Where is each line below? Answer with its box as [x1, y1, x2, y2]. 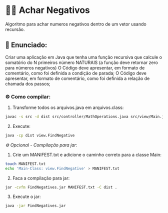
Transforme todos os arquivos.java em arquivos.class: [12, 104, 124, 110]
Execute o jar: [12, 193, 41, 199]
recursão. [5, 26, 25, 32]
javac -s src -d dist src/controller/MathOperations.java [5, 114, 128, 119]
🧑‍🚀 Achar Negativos [5, 4, 90, 16]
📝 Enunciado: [5, 41, 47, 49]
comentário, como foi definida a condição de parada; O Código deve [5, 70, 146, 76]
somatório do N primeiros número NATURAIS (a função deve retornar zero [5, 59, 158, 65]
